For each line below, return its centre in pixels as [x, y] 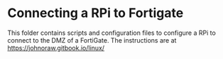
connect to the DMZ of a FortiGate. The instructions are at [92, 40]
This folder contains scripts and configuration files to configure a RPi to [112, 33]
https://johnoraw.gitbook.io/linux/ [56, 48]
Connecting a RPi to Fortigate [96, 13]
